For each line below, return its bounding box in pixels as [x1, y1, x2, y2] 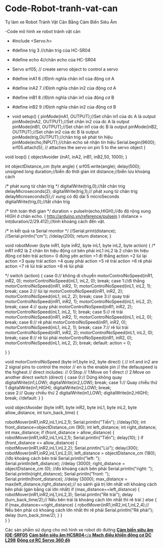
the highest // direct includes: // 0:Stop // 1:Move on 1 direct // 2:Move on [5, 369, 151, 375]
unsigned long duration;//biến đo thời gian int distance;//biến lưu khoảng [5, 169, 150, 174]
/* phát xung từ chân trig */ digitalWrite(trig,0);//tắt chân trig [5, 183, 126, 189]
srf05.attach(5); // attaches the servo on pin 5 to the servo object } [12, 144, 146, 150]
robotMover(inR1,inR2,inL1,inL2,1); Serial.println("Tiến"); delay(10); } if [5, 435, 144, 440]
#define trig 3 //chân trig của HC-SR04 [12, 47, 91, 53]
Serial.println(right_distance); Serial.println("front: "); [5, 471, 110, 476]
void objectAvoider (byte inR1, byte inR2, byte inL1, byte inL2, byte [5, 404, 137, 410]
